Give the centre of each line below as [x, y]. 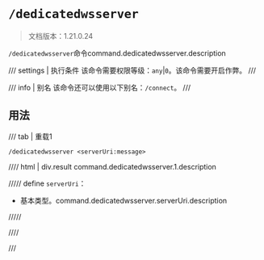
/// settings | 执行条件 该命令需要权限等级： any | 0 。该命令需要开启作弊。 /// [132, 70]
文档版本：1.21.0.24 [61, 36]
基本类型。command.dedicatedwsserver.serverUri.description [124, 200]
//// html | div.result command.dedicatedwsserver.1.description [112, 166]
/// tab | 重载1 [30, 136]
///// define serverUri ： [47, 183]
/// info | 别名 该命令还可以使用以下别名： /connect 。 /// [100, 87]
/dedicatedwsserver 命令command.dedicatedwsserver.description [117, 53]
